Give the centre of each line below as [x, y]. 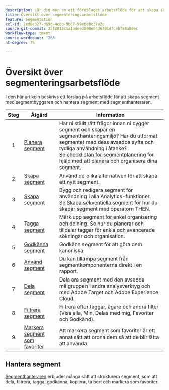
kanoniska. [72, 250]
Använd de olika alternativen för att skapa [108, 176]
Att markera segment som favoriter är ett [107, 330]
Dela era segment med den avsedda [102, 280]
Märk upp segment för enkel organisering [108, 217]
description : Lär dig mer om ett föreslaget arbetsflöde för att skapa [82, 10]
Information [110, 115]
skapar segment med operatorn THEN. [105, 209]
